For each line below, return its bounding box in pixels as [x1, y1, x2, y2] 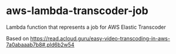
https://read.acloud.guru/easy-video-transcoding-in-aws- [30, 35, 170, 42]
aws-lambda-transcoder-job [6, 4, 148, 18]
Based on [6, 35, 29, 42]
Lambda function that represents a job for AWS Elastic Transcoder [6, 23, 166, 31]
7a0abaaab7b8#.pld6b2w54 [6, 41, 75, 48]
